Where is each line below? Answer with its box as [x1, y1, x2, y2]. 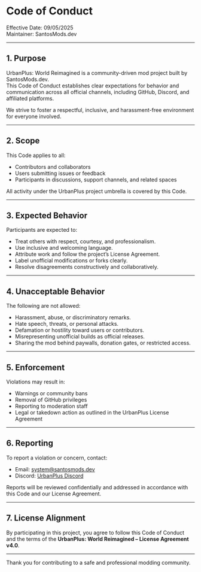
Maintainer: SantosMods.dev [6, 30, 77, 37]
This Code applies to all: [6, 152, 66, 159]
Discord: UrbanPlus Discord [14, 472, 84, 479]
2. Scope [6, 136, 40, 146]
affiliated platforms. [6, 95, 54, 102]
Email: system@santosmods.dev [14, 465, 95, 473]
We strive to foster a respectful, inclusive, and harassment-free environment [6, 106, 194, 113]
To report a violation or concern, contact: [6, 454, 108, 461]
